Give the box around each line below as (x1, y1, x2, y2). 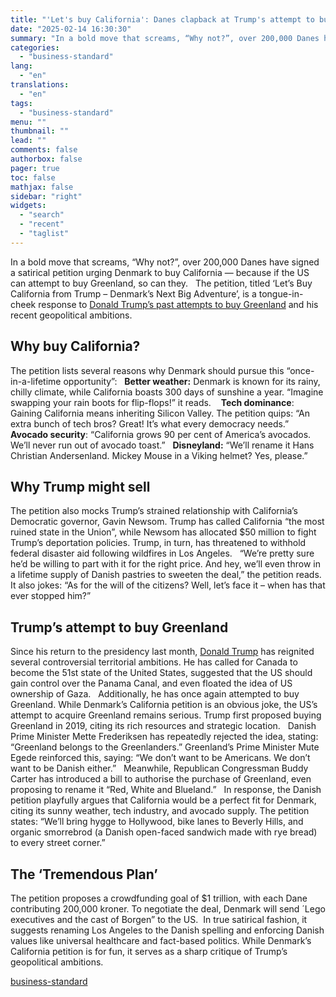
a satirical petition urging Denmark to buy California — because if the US (10, 266, 310, 278)
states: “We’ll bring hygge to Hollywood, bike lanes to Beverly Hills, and (10, 816, 304, 828)
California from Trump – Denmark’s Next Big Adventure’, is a (10, 287, 257, 300)
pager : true (10, 163, 60, 173)
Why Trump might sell (10, 478, 151, 495)
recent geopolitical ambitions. (10, 309, 133, 321)
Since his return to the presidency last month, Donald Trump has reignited (10, 646, 315, 658)
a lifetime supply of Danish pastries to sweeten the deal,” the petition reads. (10, 569, 322, 581)
